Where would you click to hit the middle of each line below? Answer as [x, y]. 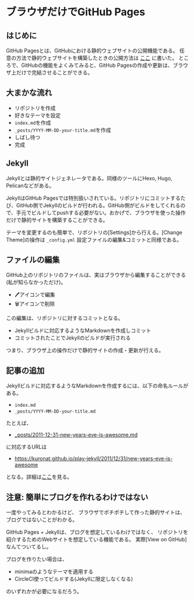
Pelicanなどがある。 [30, 186]
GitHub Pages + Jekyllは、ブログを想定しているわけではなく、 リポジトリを [97, 532]
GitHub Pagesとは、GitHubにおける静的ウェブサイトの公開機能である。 [92, 51]
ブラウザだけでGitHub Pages [76, 12]
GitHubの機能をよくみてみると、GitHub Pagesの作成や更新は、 [97, 65]
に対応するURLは [27, 447]
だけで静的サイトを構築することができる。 [57, 220]
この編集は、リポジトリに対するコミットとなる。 [65, 318]
